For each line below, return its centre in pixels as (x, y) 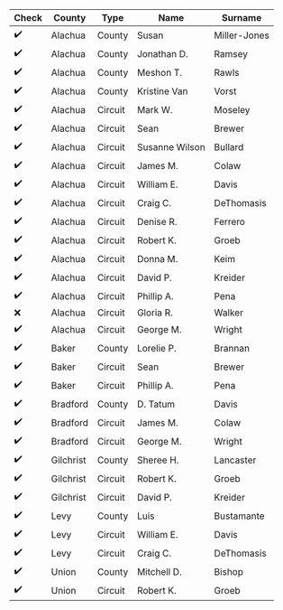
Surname (242, 18)
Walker (228, 313)
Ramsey (231, 53)
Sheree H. (158, 460)
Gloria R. (155, 313)
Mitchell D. (159, 571)
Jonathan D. (163, 53)
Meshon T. (160, 72)
